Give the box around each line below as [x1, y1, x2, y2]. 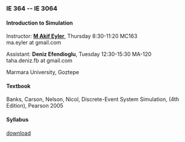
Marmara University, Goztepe [6, 69, 80, 76]
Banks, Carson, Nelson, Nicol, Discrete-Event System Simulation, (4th [6, 96, 180, 103]
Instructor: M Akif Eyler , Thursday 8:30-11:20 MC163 [6, 32, 137, 40]
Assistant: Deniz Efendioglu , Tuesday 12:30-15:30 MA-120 [6, 51, 152, 58]
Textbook [6, 82, 31, 90]
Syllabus [6, 116, 29, 123]
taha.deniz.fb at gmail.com [6, 57, 73, 64]
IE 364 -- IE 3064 [6, 4, 58, 13]
